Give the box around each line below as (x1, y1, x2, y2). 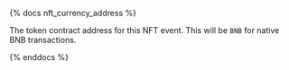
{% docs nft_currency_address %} (9, 8, 137, 18)
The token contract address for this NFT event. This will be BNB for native (9, 25, 280, 35)
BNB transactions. (9, 35, 77, 45)
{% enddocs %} (9, 52, 70, 62)
